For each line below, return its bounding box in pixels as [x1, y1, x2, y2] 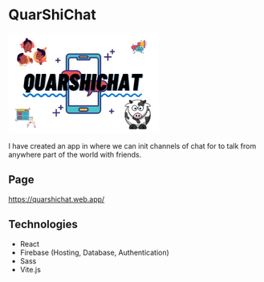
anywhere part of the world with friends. [8, 149, 142, 159]
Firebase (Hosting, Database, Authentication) [19, 247, 170, 257]
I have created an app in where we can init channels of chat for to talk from [8, 141, 257, 150]
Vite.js [19, 264, 42, 274]
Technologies [8, 218, 79, 231]
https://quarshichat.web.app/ [8, 194, 105, 204]
